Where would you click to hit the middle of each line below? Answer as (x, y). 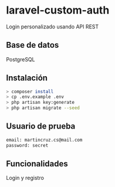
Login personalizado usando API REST (53, 27)
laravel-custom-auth (58, 10)
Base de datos (33, 45)
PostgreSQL (21, 59)
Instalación (27, 78)
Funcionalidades (37, 164)
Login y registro (25, 178)
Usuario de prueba (41, 127)
